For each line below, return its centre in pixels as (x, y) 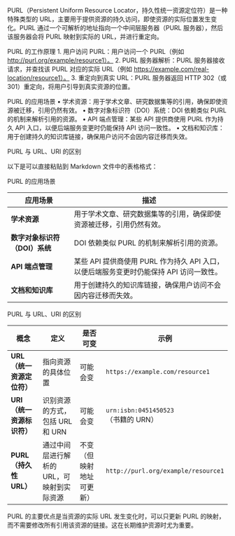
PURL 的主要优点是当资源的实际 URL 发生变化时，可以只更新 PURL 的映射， (116, 516)
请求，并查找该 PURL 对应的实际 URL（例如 (70, 69)
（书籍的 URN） (132, 420)
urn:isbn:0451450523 (140, 410)
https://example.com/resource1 (158, 371)
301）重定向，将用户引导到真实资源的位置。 (71, 87)
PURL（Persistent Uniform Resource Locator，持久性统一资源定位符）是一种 (117, 10)
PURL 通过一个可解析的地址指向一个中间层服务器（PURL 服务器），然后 (121, 28)
